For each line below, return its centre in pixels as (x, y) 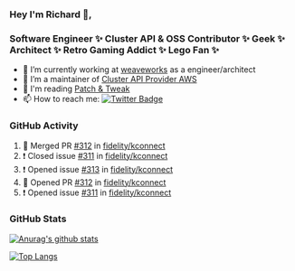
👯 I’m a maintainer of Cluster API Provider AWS (109, 79)
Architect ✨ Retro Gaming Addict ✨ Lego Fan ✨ (114, 50)
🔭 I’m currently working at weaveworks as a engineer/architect (139, 70)
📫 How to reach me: (61, 99)
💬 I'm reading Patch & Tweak (76, 89)
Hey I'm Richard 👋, (51, 14)
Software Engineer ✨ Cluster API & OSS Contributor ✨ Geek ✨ (147, 38)
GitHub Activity (44, 126)
